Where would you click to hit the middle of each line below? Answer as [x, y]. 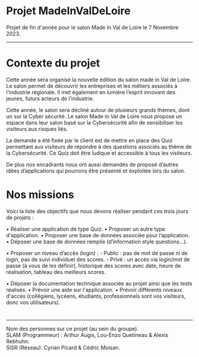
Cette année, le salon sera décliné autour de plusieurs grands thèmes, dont [98, 110]
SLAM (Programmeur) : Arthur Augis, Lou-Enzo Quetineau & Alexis [87, 335]
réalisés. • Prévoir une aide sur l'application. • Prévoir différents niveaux [94, 289]
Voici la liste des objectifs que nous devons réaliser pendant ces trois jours [97, 211]
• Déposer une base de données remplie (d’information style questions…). [97, 241]
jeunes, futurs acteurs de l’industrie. [50, 98]
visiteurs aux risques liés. [37, 129]
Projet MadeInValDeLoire [68, 11]
